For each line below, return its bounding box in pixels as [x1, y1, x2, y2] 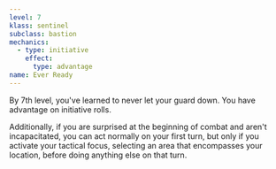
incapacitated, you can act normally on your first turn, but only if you [9, 130, 259, 142]
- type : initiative [17, 46, 89, 55]
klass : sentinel [9, 21, 69, 30]
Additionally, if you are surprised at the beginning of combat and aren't [9, 121, 267, 132]
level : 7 [9, 12, 42, 22]
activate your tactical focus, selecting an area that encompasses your [9, 140, 263, 150]
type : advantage [32, 63, 93, 72]
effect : [25, 54, 53, 63]
